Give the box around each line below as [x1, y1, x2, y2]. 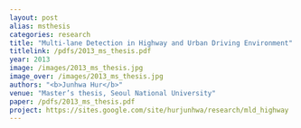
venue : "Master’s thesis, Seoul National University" [9, 88, 217, 97]
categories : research [9, 30, 91, 39]
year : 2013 [9, 55, 51, 64]
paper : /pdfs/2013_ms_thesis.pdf [9, 96, 136, 106]
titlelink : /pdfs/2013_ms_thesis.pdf [9, 47, 152, 56]
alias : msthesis [9, 22, 71, 31]
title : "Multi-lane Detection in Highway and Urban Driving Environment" [9, 38, 294, 48]
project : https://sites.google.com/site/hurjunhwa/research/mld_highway [9, 105, 289, 114]
